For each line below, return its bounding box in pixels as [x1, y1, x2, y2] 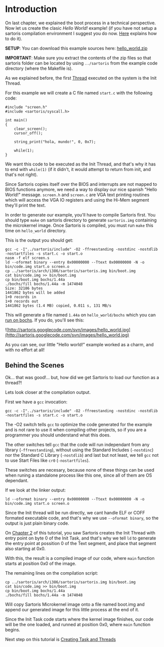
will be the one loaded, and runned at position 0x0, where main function [5, 621, 151, 627]
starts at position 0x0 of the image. [5, 560, 77, 566]
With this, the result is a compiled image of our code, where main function [5, 555, 155, 561]
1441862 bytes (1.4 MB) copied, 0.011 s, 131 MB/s [5, 303, 112, 308]
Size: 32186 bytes [5, 286, 43, 291]
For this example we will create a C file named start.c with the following [5, 90, 153, 96]
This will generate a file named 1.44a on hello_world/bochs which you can [5, 312, 156, 318]
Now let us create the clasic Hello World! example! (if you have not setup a [5, 25, 157, 31]
